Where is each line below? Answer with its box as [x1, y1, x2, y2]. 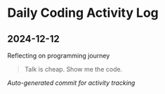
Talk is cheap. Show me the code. [24, 65, 123, 73]
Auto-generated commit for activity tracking [7, 79, 136, 87]
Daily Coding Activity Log [7, 5, 159, 21]
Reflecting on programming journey [7, 51, 110, 60]
